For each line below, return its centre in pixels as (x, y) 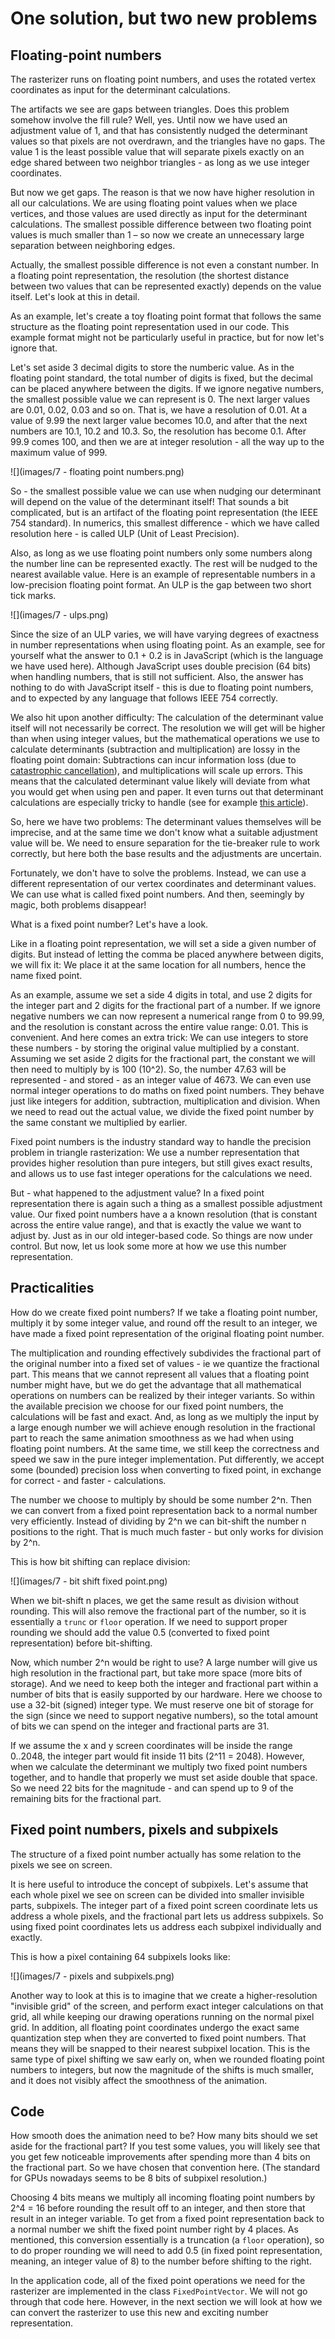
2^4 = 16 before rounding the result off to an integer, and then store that (158, 2208)
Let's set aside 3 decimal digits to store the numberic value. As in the (152, 367)
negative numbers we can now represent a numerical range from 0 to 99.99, (167, 1016)
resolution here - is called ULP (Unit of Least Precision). (125, 533)
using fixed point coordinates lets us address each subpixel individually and (166, 1926)
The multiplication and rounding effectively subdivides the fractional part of (166, 1353)
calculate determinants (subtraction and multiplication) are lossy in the (155, 749)
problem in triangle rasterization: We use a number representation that (155, 1152)
